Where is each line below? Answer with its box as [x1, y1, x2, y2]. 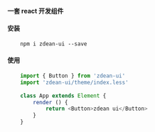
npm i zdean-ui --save [20, 40, 87, 48]
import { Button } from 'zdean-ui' [20, 72, 126, 79]
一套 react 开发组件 [7, 6, 64, 15]
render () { [33, 99, 69, 106]
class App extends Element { [20, 92, 107, 99]
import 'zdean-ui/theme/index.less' [20, 79, 129, 86]
